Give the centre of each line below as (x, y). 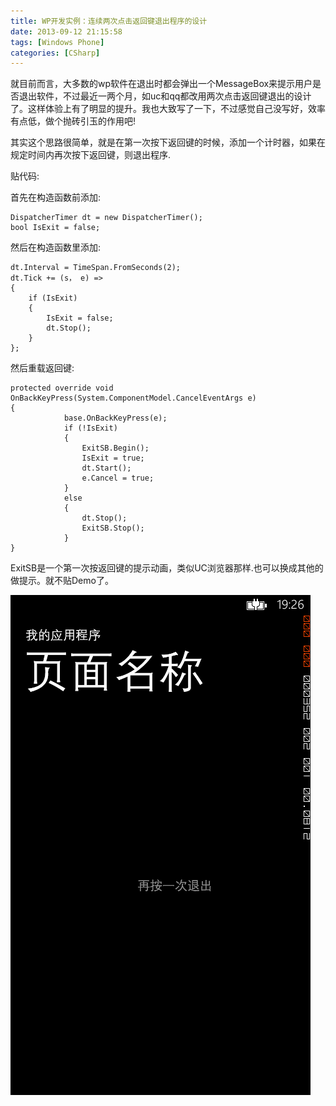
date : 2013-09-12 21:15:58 (66, 31)
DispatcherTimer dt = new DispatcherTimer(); (106, 218)
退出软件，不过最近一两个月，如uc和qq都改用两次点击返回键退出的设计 (165, 96)
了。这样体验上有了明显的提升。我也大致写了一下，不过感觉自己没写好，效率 (168, 109)
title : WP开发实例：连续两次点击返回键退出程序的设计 (109, 21)
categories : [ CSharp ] (55, 53)
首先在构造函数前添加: (56, 197)
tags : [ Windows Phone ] (57, 42)
